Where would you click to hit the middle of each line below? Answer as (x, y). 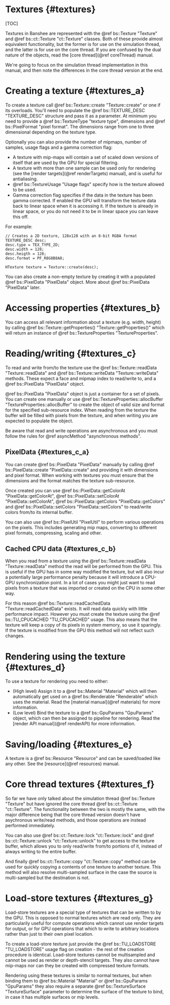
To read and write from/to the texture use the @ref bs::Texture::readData (81, 367)
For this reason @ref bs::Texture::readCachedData (58, 603)
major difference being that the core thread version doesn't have (73, 815)
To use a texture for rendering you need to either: (57, 682)
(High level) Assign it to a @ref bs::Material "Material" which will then (85, 691)
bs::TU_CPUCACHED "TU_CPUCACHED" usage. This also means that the (81, 619)
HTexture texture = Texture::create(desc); (52, 267)
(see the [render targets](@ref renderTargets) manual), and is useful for (87, 173)
